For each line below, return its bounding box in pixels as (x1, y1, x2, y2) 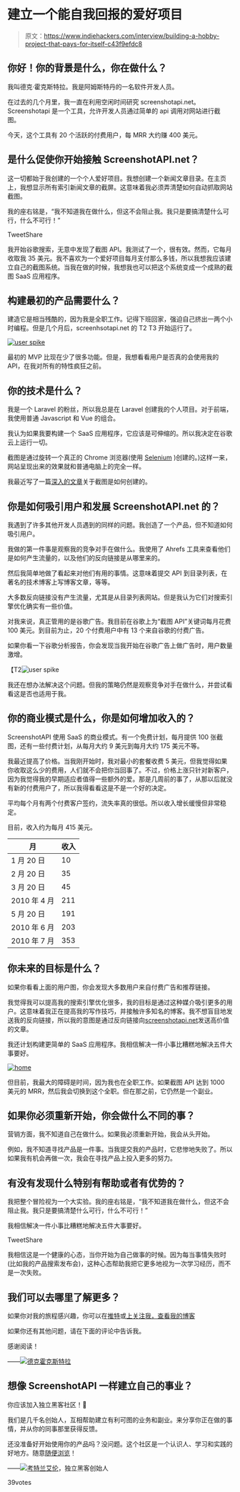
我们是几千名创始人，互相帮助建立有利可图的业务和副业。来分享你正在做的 (7, 1416, 226, 1424)
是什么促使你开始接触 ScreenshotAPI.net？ (7, 154, 200, 166)
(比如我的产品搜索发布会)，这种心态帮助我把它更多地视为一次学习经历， (7, 1259, 219, 1268)
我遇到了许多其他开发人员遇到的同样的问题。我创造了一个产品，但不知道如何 (7, 521, 233, 529)
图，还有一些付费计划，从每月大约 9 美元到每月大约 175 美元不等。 (7, 741, 204, 750)
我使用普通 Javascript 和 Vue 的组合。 (7, 414, 120, 422)
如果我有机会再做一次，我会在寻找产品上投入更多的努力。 (7, 1154, 176, 1163)
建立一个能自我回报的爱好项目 (7, 6, 184, 23)
